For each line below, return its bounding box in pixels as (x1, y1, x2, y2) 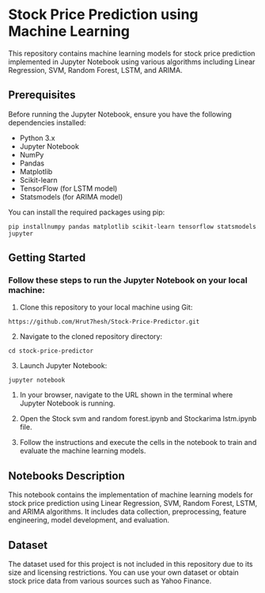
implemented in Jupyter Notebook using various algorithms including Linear (8, 57, 256, 67)
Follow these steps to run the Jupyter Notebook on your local (8, 275, 248, 286)
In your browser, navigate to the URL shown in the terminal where (19, 390, 233, 400)
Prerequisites (8, 89, 76, 102)
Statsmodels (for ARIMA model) (19, 192, 123, 201)
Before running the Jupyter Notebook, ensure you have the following (8, 109, 232, 119)
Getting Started (8, 251, 86, 264)
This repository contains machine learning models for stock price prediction (8, 48, 256, 58)
